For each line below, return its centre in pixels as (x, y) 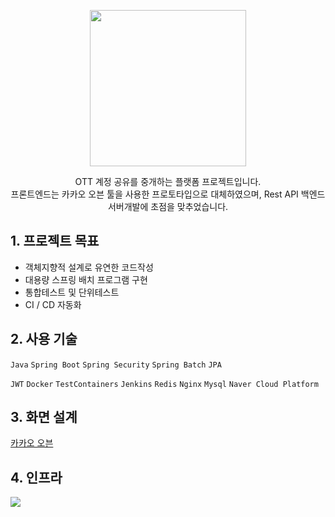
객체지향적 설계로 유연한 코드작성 (89, 267)
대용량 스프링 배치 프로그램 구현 (86, 279)
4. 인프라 (36, 477)
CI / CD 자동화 (53, 304)
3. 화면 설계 (44, 417)
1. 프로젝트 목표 (55, 241)
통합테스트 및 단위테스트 (72, 292)
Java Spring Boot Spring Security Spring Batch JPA (116, 365)
